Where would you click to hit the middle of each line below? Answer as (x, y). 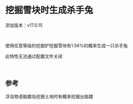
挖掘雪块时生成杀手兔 (49, 10)
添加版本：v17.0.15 (24, 25)
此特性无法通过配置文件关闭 (34, 56)
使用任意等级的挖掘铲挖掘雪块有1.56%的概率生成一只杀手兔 (66, 45)
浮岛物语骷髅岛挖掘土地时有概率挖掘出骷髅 (49, 96)
